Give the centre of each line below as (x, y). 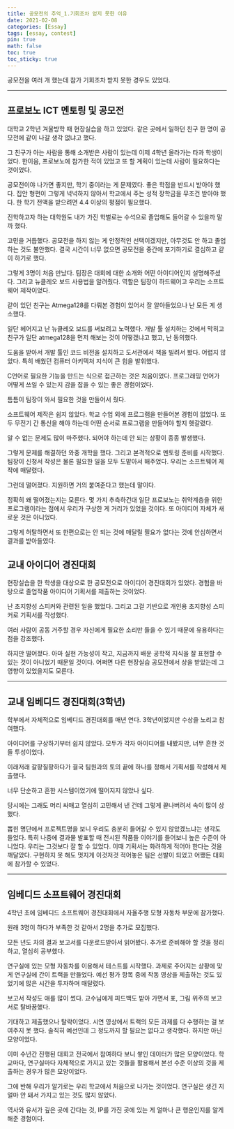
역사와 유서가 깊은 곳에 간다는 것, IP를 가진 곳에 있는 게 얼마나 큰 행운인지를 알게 (116, 1110)
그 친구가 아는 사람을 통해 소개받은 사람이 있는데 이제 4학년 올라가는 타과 (106, 152)
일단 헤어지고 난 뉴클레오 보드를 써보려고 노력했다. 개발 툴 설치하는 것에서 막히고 (116, 328)
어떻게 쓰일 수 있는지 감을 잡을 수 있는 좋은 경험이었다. (80, 384)
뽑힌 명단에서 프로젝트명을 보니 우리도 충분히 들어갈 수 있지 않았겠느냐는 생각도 (114, 829)
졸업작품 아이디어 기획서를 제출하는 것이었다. (86, 591)
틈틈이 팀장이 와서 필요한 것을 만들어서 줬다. (67, 399)
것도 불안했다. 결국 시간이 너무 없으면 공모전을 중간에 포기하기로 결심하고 (118, 249)
